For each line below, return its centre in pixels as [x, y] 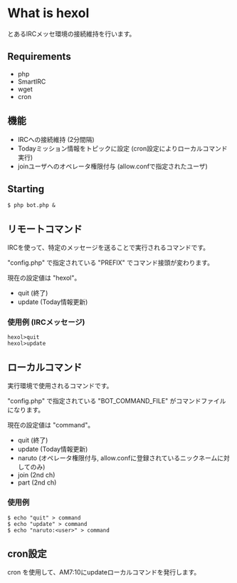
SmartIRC [32, 81]
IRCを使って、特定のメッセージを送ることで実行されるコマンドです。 [109, 248]
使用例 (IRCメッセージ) [46, 323]
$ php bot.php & [31, 206]
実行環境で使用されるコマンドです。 [60, 386]
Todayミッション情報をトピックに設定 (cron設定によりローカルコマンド [122, 148]
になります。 [26, 410]
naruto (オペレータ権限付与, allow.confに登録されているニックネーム [117, 458]
